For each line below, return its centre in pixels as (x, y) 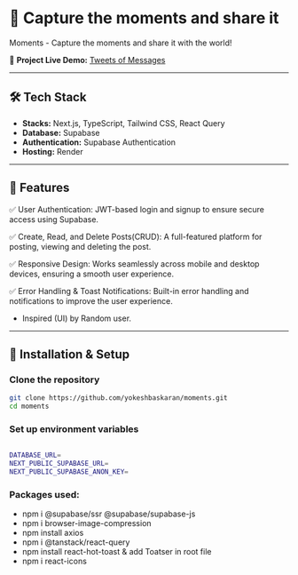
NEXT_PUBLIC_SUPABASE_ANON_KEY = (69, 472)
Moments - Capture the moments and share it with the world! (121, 43)
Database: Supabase (61, 132)
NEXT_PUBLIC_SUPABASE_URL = (59, 464)
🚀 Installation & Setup (70, 354)
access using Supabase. (54, 219)
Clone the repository (55, 379)
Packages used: (44, 494)
